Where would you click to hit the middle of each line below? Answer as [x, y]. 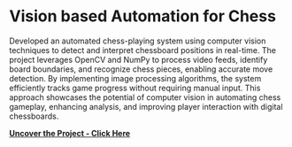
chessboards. [34, 116]
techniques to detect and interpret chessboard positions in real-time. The [143, 50]
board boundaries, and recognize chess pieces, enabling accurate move [141, 69]
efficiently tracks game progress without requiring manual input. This [135, 88]
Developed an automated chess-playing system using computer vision [138, 41]
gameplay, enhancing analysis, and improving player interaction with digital [146, 106]
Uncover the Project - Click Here [70, 133]
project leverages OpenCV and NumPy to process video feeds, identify [138, 59]
